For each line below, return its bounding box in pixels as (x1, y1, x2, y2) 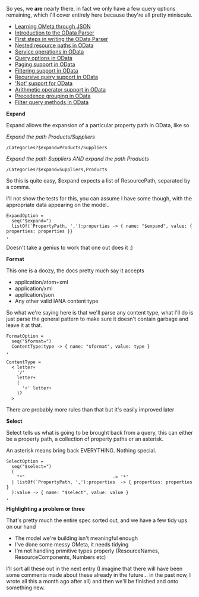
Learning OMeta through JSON (14, 23, 91, 30)
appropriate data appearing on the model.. (6, 202, 110, 208)
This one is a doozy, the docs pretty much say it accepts (6, 267, 144, 274)
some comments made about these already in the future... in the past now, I (6, 571, 191, 579)
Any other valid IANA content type (14, 297, 99, 304)
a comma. (6, 184, 31, 190)
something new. (6, 584, 45, 591)
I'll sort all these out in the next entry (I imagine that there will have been (6, 565, 183, 572)
